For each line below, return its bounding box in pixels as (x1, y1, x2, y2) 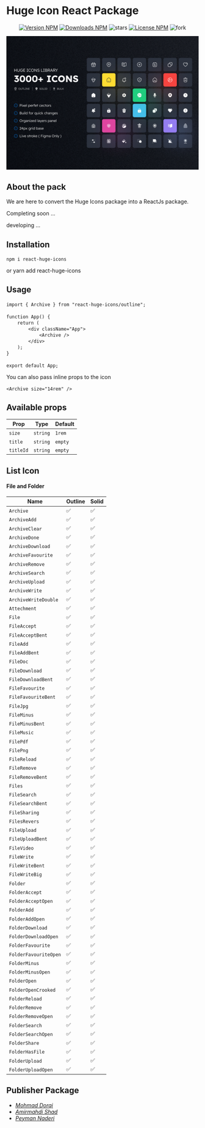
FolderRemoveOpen (9, 1014, 53, 1020)
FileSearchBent (9, 801, 48, 807)
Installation (6, 239, 50, 250)
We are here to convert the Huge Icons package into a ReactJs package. (6, 198, 189, 205)
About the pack (6, 181, 67, 192)
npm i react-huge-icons (6, 256, 67, 262)
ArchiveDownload (9, 544, 51, 550)
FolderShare (9, 1040, 40, 1047)
